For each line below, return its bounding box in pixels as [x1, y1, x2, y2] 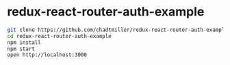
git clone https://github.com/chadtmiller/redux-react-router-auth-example [7, 26, 228, 33]
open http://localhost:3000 [7, 51, 88, 58]
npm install [7, 39, 41, 46]
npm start [7, 45, 36, 52]
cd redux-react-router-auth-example [7, 32, 112, 39]
